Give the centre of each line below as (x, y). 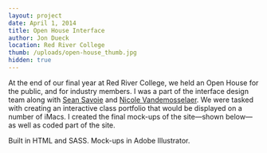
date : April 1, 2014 (43, 23)
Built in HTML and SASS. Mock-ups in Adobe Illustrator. (99, 140)
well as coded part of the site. (67, 125)
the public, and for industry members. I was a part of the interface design (129, 91)
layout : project (35, 16)
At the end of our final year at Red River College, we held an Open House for (133, 82)
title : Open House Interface (57, 30)
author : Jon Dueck (39, 38)
